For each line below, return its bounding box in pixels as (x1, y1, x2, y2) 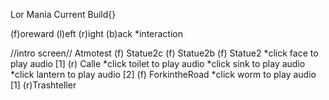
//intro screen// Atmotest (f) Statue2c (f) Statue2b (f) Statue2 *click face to (10, 47, 319, 59)
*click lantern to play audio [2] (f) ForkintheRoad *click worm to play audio (10, 69, 317, 80)
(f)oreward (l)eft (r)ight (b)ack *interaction (10, 28, 184, 39)
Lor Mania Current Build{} (10, 9, 117, 20)
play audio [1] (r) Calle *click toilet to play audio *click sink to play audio (10, 58, 306, 69)
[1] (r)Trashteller (10, 79, 77, 91)
